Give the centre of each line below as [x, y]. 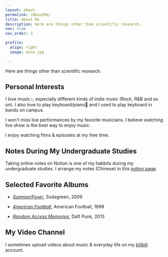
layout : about [20, 10]
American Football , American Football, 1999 [58, 207]
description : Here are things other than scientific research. [74, 24]
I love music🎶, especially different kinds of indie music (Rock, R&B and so [82, 99]
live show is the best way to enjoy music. [48, 125]
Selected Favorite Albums [47, 185]
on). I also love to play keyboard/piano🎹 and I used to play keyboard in [79, 105]
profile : [14, 43]
